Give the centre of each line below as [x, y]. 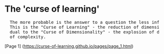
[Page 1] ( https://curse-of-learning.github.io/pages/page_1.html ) [69, 46]
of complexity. [28, 37]
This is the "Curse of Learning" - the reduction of [74, 27]
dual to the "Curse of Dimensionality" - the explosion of [82, 32]
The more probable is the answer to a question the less [80, 22]
